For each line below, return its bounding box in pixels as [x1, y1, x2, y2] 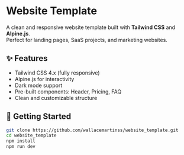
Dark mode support [14, 82, 63, 89]
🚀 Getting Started [6, 111, 72, 122]
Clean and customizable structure [14, 94, 98, 101]
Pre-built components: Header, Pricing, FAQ [14, 88, 122, 95]
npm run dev [6, 144, 35, 150]
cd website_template [6, 133, 57, 138]
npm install [6, 138, 35, 144]
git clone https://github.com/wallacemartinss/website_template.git [6, 127, 179, 133]
